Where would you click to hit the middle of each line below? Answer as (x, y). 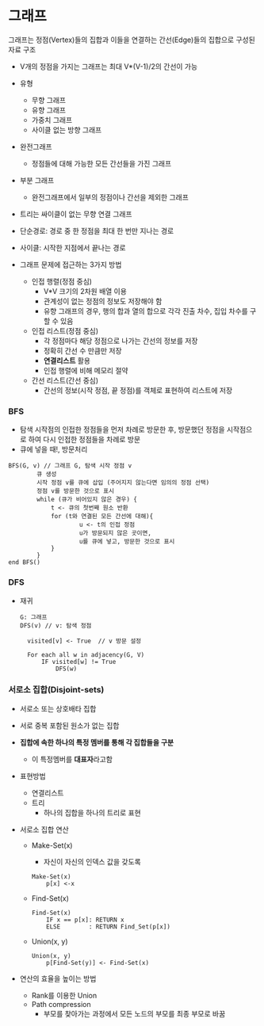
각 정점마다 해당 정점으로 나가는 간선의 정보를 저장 (121, 341)
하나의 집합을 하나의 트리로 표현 (92, 812)
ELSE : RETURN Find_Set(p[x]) (108, 927)
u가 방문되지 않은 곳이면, (115, 533)
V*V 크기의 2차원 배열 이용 (85, 291)
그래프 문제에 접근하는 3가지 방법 (71, 264)
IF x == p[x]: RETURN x (85, 920)
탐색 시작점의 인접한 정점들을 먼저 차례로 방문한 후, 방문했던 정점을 (122, 429)
